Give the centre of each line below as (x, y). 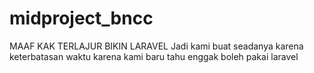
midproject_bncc (81, 18)
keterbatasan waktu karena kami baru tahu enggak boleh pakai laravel (154, 56)
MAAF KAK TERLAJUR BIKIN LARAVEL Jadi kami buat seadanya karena (156, 46)
